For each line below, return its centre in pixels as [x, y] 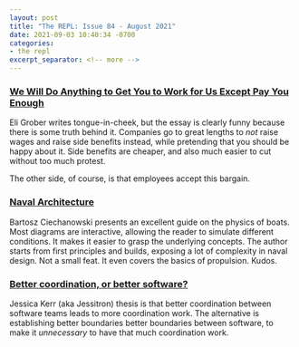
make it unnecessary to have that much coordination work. [119, 333]
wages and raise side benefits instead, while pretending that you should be [149, 142]
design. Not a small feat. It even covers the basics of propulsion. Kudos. [144, 260]
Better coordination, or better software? [99, 284]
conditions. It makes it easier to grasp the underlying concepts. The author [149, 241]
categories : [32, 43]
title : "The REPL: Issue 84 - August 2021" [93, 26]
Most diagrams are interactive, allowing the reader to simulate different [142, 231]
